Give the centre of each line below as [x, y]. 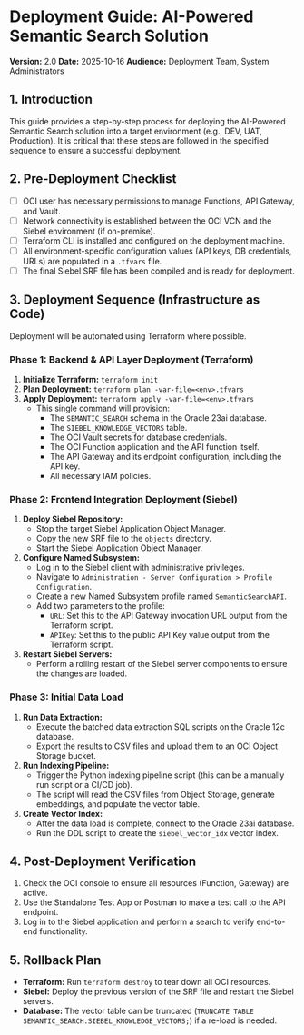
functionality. [64, 931]
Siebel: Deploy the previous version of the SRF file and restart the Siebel [158, 991]
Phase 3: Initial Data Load [67, 697]
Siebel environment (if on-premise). [89, 231]
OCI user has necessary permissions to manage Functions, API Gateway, [158, 201]
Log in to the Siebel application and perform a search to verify [138, 922]
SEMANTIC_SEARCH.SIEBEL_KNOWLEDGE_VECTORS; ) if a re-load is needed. [150, 1020]
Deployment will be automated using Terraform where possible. [128, 336]
